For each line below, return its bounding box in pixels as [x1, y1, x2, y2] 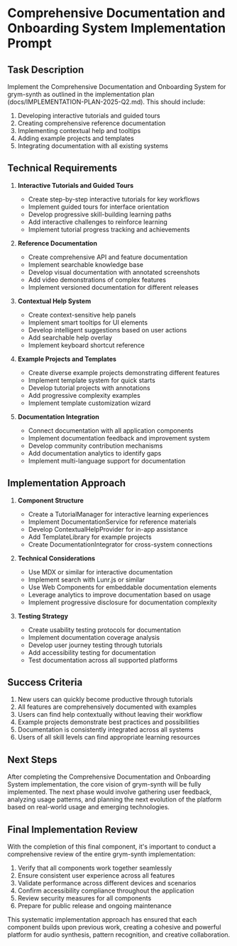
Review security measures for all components [17, 894, 152, 903]
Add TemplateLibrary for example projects [28, 532, 152, 541]
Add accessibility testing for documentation [28, 648, 156, 656]
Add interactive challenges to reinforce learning [28, 217, 168, 226]
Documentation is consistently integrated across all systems [17, 725, 194, 734]
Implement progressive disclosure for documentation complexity [28, 598, 218, 606]
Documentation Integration [17, 412, 99, 421]
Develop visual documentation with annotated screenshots [28, 268, 200, 276]
